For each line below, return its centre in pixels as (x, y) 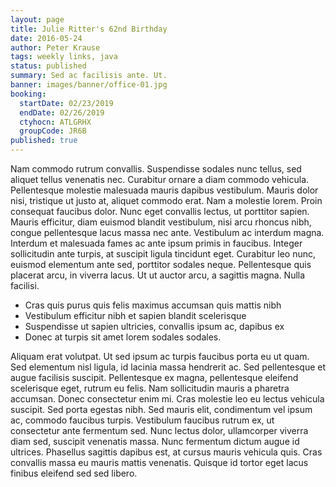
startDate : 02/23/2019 (66, 103)
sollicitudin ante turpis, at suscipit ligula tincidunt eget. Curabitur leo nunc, (163, 254)
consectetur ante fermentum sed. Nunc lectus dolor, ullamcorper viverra (159, 430)
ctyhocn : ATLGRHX (55, 122)
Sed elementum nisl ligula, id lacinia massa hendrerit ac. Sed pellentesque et (168, 367)
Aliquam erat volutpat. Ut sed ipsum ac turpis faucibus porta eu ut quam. (160, 356)
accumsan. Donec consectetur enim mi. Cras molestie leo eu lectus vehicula (167, 399)
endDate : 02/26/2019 (62, 112)
